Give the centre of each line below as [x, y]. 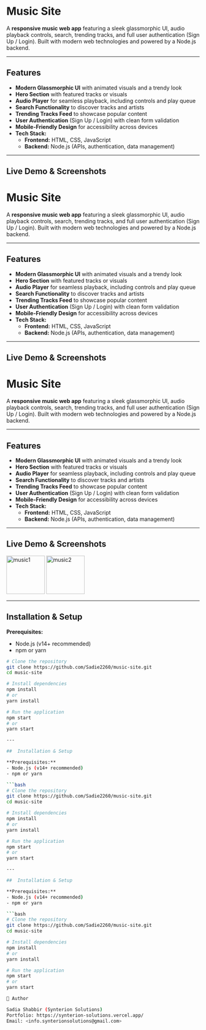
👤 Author [17, 999]
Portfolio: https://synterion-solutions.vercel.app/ [75, 1015]
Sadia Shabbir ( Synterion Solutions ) [55, 1009]
